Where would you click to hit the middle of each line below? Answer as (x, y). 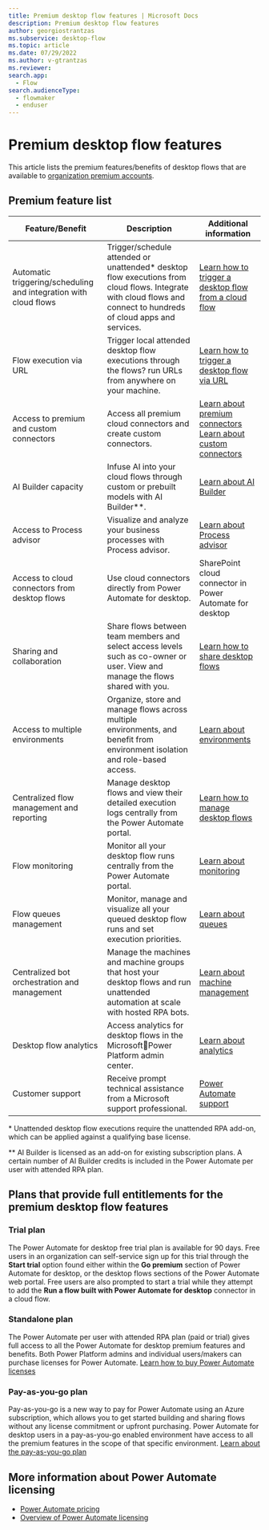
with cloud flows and (146, 297)
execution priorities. (144, 939)
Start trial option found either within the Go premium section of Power (124, 1264)
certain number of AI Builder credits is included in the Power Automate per (131, 1161)
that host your (133, 972)
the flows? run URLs (145, 370)
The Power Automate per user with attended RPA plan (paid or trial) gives (129, 1337)
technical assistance (145, 1088)
